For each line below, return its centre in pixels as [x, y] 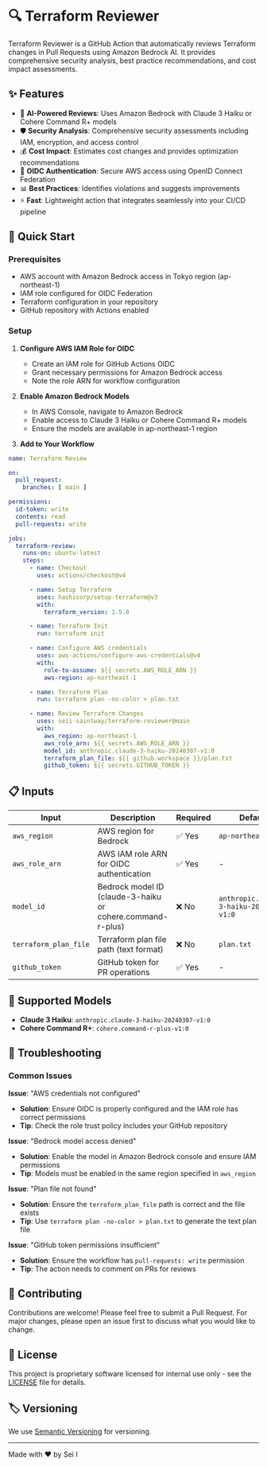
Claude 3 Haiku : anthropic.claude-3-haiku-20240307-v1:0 [115, 1019]
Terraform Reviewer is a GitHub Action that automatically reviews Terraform [132, 43]
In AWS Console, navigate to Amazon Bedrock [107, 411]
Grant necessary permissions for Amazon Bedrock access [127, 372]
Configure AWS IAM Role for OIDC [77, 348]
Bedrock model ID [131, 887]
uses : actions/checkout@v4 [81, 576]
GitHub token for [128, 963]
